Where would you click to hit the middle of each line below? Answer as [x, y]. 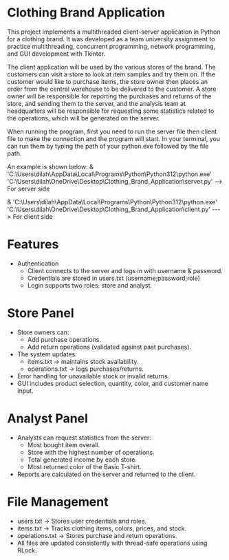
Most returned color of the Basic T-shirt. [85, 466]
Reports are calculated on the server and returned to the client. [106, 474]
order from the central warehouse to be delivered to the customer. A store [112, 89]
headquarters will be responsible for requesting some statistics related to [111, 111]
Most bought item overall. [64, 444]
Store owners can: [43, 332]
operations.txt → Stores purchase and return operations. [97, 535]
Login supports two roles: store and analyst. [90, 285]
